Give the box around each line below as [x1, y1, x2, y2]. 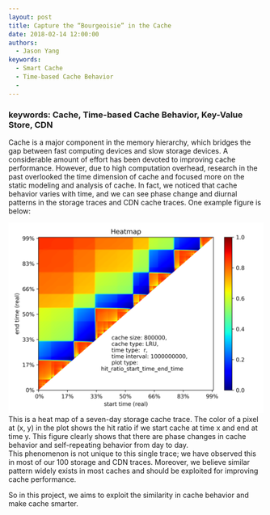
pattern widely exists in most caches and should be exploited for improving [8, 466, 259, 475]
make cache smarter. [8, 498, 79, 509]
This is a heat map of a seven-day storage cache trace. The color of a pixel [8, 414, 259, 424]
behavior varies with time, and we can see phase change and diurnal [8, 188, 238, 198]
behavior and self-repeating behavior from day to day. [8, 440, 188, 450]
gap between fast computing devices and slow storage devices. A [8, 146, 229, 155]
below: [8, 206, 31, 216]
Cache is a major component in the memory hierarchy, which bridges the [8, 137, 251, 147]
